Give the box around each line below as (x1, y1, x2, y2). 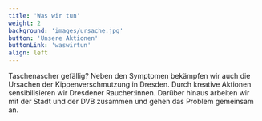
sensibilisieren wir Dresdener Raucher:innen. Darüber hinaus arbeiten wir (8, 88, 250, 97)
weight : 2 (8, 19, 42, 27)
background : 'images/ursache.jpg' (8, 26, 124, 34)
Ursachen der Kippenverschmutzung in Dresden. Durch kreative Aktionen (8, 79, 252, 89)
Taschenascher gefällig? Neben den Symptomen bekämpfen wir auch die (8, 71, 251, 80)
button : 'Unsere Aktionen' (8, 34, 99, 42)
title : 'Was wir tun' (8, 11, 81, 20)
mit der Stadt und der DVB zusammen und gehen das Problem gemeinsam (8, 97, 254, 106)
